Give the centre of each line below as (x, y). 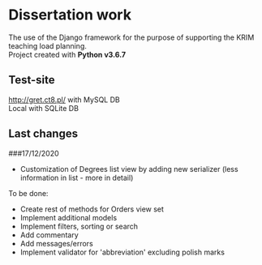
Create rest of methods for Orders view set (92, 209)
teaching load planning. (48, 45)
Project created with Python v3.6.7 (67, 54)
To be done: (28, 193)
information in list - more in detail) (77, 177)
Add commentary (49, 235)
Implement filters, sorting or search (79, 226)
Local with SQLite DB (44, 108)
